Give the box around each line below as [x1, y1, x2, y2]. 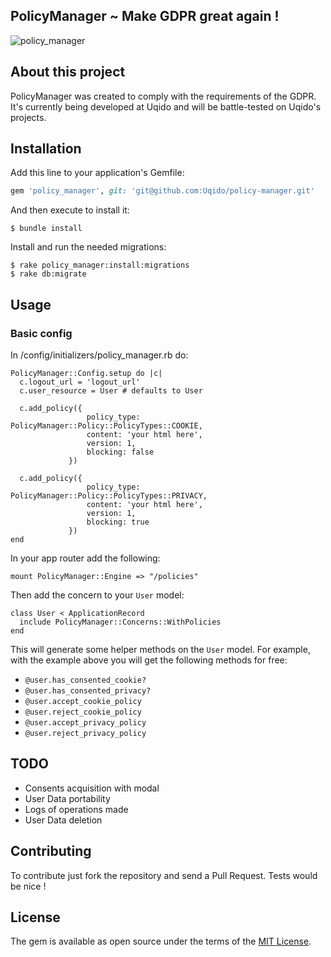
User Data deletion [24, 814, 103, 826]
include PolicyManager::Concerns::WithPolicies [19, 617, 222, 627]
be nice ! [10, 880, 47, 892]
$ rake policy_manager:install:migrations [10, 260, 190, 271]
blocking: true [86, 517, 150, 527]
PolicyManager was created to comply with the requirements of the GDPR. [10, 90, 317, 102]
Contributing [10, 843, 92, 860]
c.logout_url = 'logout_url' [19, 377, 141, 387]
